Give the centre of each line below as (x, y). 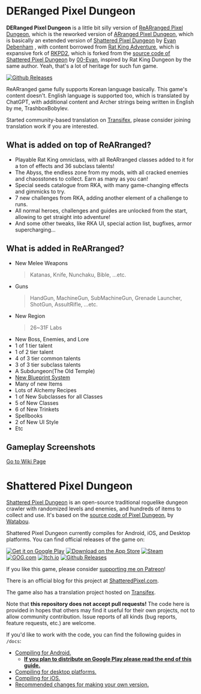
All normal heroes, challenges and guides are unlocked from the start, (101, 211)
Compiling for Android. (43, 653)
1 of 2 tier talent (34, 351)
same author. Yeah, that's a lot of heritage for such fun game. (82, 66)
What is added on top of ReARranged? (79, 145)
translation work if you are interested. (52, 126)
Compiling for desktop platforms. (56, 672)
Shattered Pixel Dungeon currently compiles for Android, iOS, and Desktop (98, 533)
